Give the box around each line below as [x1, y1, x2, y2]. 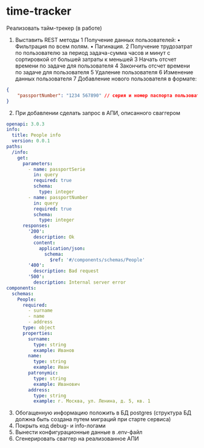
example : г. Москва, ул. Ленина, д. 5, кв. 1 [33, 398, 151, 404]
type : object [22, 324, 56, 331]
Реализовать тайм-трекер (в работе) [6, 24, 102, 32]
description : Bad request [33, 268, 99, 275]
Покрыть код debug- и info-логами [15, 422, 106, 430]
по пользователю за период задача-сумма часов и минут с [15, 49, 171, 56]
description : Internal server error [33, 279, 126, 285]
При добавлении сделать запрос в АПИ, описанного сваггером [15, 109, 180, 116]
